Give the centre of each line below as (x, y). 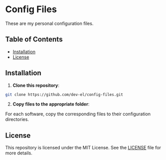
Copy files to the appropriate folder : (51, 104)
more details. (19, 153)
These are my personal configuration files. (49, 23)
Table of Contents (34, 39)
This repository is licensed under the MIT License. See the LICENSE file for (83, 148)
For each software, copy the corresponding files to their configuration (78, 114)
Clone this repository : (36, 85)
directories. (17, 119)
